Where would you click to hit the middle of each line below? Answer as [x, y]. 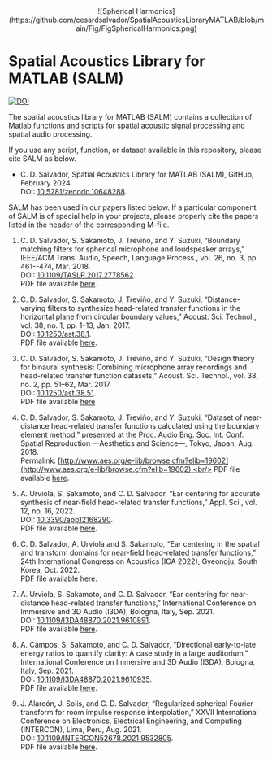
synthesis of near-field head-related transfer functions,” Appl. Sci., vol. [138, 502]
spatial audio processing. [50, 134]
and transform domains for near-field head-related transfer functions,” [138, 552]
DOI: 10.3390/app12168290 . [67, 519]
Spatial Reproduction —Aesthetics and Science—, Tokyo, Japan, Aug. [137, 443]
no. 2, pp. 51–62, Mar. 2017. [66, 384]
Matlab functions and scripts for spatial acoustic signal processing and [127, 125]
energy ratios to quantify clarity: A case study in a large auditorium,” [134, 653]
